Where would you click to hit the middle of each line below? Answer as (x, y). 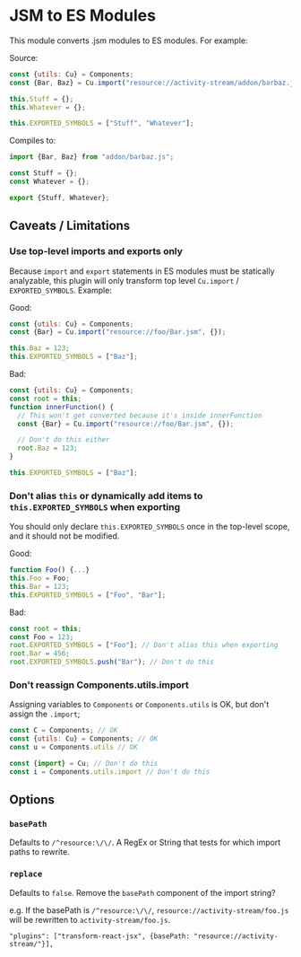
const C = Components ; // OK (64, 731)
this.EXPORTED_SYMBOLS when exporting (95, 506)
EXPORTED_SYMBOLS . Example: (60, 290)
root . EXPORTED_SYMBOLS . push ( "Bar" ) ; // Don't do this (112, 662)
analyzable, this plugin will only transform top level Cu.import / (124, 280)
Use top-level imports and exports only (96, 251)
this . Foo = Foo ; (39, 579)
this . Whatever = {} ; (48, 107)
